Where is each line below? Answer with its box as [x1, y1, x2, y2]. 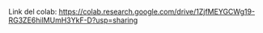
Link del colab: [8, 7, 57, 16]
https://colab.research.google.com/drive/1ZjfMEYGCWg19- [58, 7, 256, 16]
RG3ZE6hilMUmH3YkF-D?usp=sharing [8, 15, 138, 25]
